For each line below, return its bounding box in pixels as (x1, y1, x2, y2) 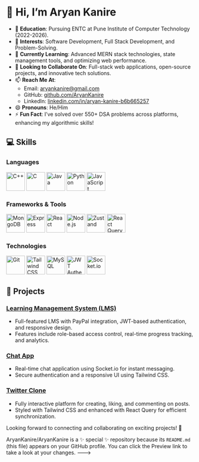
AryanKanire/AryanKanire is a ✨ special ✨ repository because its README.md (6, 436, 191, 443)
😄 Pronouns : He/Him (14, 104, 69, 111)
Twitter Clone (6, 386, 46, 395)
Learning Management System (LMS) (6, 304, 117, 312)
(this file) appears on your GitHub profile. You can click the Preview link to (6, 442, 188, 449)
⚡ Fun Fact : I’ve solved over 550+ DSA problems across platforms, (14, 110, 179, 118)
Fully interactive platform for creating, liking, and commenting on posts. (14, 400, 191, 407)
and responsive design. (14, 324, 73, 331)
